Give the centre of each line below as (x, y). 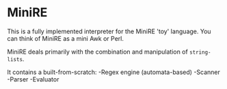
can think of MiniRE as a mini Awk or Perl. (66, 38)
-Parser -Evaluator (33, 79)
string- (200, 52)
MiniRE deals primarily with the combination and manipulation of (97, 52)
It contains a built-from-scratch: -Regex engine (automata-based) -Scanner (114, 72)
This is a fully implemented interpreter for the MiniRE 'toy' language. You (109, 31)
